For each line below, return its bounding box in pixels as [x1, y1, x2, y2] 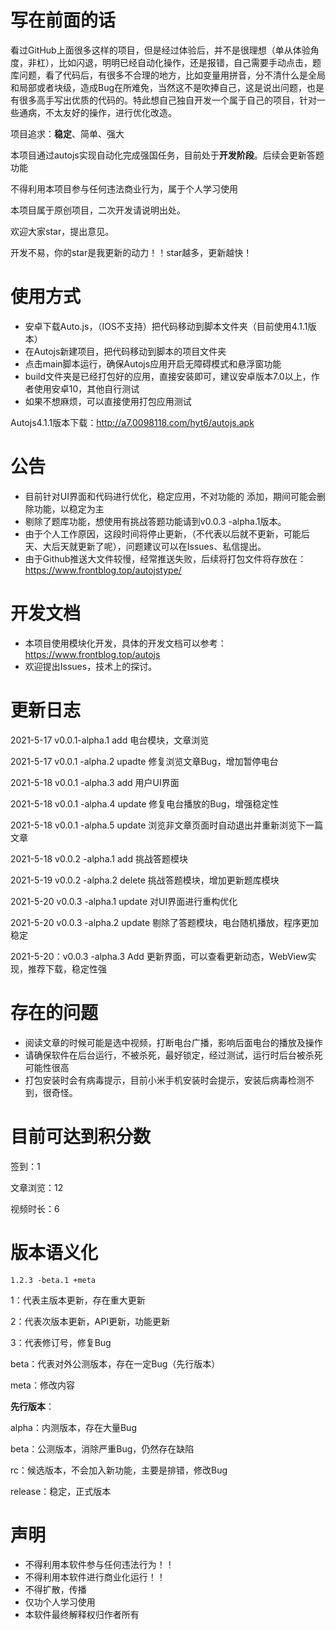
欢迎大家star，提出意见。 [10, 225, 115, 237]
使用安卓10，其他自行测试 [33, 382, 140, 395]
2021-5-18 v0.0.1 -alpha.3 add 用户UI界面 [10, 776, 180, 788]
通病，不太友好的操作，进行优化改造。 [18, 106, 177, 118]
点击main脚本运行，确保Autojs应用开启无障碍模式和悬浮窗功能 [24, 357, 282, 370]
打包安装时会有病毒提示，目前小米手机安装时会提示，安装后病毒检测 [24, 1074, 306, 1086]
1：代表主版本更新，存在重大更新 [10, 1294, 146, 1306]
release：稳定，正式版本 [10, 1485, 112, 1497]
